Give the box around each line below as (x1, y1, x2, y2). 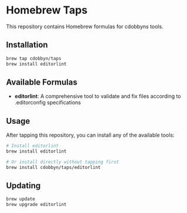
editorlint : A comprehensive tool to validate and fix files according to (14, 93, 181, 100)
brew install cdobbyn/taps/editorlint (6, 164, 101, 170)
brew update (6, 196, 35, 202)
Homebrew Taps (6, 4, 88, 17)
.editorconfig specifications (14, 99, 81, 106)
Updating (6, 181, 41, 191)
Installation (6, 40, 48, 50)
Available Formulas (6, 77, 78, 87)
